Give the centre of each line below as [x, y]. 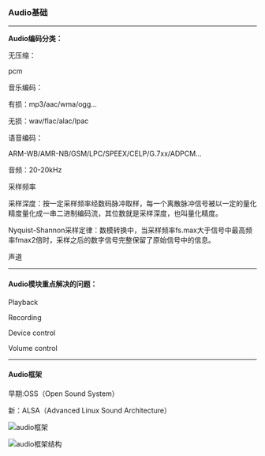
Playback [23, 302]
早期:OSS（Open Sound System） [63, 394]
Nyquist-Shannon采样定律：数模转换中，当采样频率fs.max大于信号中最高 [127, 230]
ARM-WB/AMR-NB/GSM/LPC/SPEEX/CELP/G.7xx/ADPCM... [105, 154]
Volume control [33, 348]
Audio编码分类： [35, 39]
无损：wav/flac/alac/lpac [49, 121]
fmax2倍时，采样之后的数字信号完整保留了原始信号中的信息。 [115, 240]
